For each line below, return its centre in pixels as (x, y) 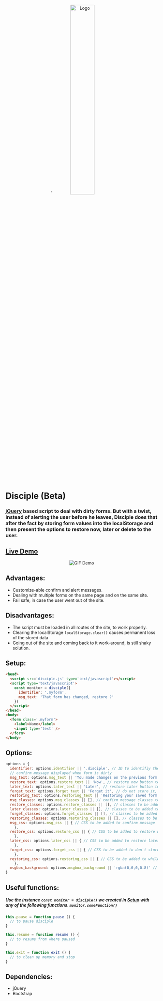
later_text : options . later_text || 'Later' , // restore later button (81, 787)
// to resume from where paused (43, 939)
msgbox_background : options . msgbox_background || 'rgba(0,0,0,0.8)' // (84, 868)
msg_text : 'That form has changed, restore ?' (66, 697)
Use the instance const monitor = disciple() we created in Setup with (77, 900)
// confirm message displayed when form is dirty (61, 773)
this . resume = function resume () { (42, 935)
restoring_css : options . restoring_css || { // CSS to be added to (78, 859)
